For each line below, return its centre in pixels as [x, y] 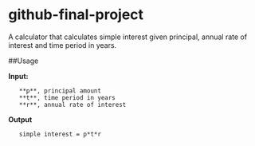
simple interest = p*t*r [60, 134]
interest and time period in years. [63, 45]
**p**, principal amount [60, 91]
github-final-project [76, 15]
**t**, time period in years [67, 97]
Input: [18, 76]
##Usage [24, 61]
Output [20, 119]
